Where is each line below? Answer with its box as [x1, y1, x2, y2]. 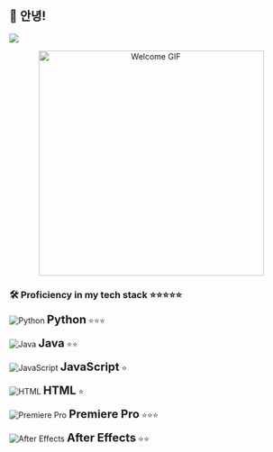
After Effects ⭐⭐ [66, 430, 150, 446]
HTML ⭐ [42, 384, 84, 398]
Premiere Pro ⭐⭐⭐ [68, 407, 159, 421]
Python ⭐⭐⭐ [46, 312, 105, 327]
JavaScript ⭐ [59, 359, 128, 375]
